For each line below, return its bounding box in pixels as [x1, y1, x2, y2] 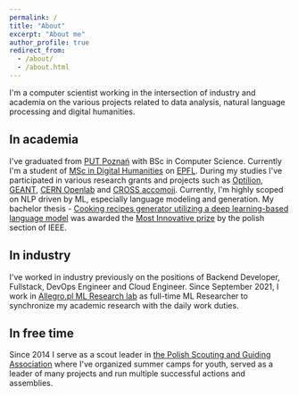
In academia [9, 132, 79, 147]
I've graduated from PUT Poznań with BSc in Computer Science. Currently [9, 155, 283, 166]
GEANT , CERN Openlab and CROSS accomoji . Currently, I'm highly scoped [9, 184, 284, 194]
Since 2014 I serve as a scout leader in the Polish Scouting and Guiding [9, 350, 271, 360]
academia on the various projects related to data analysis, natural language [9, 96, 286, 107]
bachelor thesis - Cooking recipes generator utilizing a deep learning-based [9, 202, 289, 214]
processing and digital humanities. [9, 106, 136, 117]
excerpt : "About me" [9, 29, 87, 38]
